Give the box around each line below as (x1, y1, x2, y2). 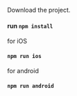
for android (7, 67, 40, 75)
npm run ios (7, 52, 42, 59)
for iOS (7, 37, 28, 46)
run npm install (7, 21, 53, 30)
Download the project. (7, 6, 71, 14)
